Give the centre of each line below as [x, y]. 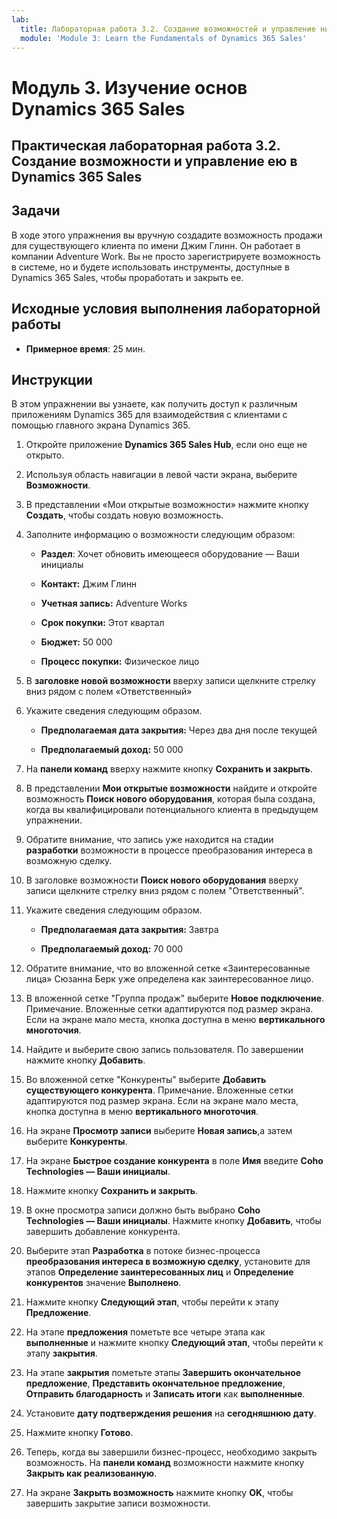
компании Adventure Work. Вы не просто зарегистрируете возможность [166, 256]
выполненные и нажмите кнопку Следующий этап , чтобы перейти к [174, 1343]
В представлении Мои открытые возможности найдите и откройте [171, 788]
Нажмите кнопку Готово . [79, 1433]
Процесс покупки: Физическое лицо [120, 662]
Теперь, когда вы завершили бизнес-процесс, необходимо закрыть [171, 1452]
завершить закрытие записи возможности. [118, 1503]
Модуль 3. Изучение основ [129, 87]
